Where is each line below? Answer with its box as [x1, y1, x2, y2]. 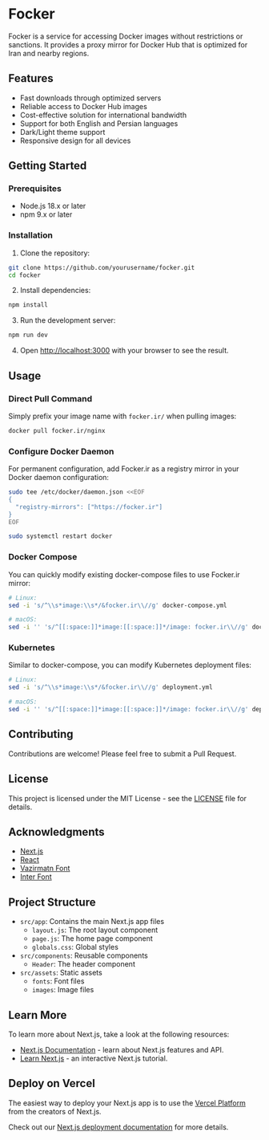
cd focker [8, 271, 42, 279]
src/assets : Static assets [19, 968, 102, 978]
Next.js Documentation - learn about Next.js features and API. [19, 1045, 224, 1054]
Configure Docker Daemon [8, 446, 114, 457]
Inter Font [19, 872, 52, 881]
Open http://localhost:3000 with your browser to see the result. [19, 346, 230, 356]
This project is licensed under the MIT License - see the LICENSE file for [8, 793, 247, 803]
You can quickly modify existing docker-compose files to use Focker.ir [8, 569, 240, 579]
